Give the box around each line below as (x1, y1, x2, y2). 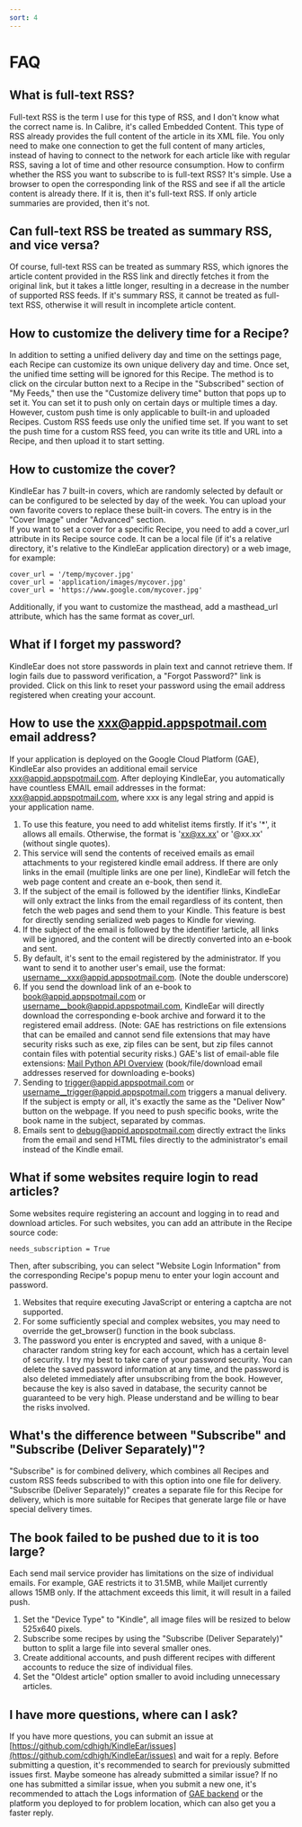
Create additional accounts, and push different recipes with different (22, 1652, 276, 1663)
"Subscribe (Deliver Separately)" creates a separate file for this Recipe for (9, 1485, 283, 1496)
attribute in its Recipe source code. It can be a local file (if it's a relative (9, 533, 272, 544)
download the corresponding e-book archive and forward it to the (22, 1009, 266, 1021)
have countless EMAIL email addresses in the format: (9, 782, 207, 793)
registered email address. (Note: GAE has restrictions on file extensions (22, 1019, 287, 1030)
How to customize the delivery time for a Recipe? (9, 326, 289, 341)
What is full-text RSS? (9, 87, 135, 103)
